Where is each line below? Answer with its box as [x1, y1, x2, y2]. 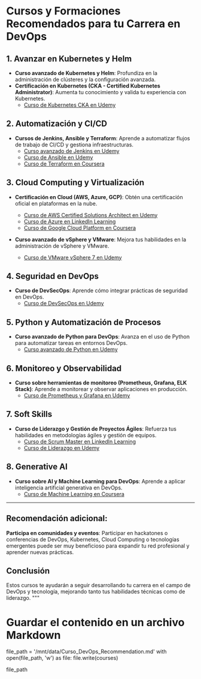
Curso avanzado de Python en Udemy [23, 346, 118, 353]
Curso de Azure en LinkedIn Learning [23, 218, 116, 225]
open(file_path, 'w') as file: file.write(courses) [6, 654, 118, 662]
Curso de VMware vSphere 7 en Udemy [23, 254, 122, 261]
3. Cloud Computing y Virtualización [6, 178, 145, 188]
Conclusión [6, 566, 50, 576]
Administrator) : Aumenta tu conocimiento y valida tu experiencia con [14, 89, 187, 95]
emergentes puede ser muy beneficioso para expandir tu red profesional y [6, 542, 190, 549]
